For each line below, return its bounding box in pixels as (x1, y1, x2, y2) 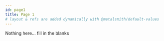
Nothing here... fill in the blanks (5, 30, 69, 36)
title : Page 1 (5, 12, 35, 17)
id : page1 (5, 7, 26, 12)
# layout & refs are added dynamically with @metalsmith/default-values (5, 16, 160, 21)
